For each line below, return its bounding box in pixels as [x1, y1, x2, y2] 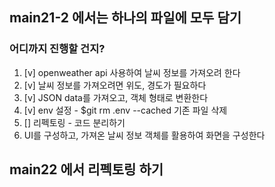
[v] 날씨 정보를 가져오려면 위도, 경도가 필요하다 [23, 79, 207, 91]
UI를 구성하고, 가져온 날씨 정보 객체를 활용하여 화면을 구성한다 [23, 129, 266, 141]
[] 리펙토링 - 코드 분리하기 [23, 116, 126, 128]
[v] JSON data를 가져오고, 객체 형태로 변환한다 [23, 91, 209, 103]
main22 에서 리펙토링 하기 [9, 161, 164, 178]
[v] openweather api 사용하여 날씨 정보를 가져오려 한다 [23, 66, 241, 78]
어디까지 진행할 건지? [9, 42, 106, 56]
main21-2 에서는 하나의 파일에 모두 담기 [9, 9, 242, 27]
